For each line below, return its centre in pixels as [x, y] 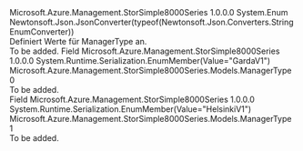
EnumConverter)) [42, 32]
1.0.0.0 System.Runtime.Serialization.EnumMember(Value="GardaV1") [140, 60]
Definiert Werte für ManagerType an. [78, 41]
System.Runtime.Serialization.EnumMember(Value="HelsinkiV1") [131, 109]
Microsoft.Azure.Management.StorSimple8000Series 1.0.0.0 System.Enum [149, 12]
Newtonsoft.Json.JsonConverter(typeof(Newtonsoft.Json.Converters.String [151, 22]
